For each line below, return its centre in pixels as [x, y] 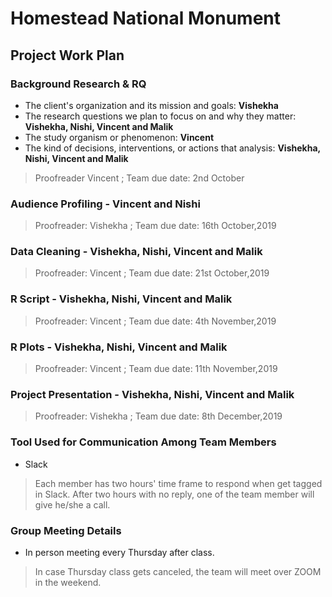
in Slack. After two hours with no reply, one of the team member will [174, 494]
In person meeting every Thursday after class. [119, 552]
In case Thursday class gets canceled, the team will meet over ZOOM [178, 571]
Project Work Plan [67, 55]
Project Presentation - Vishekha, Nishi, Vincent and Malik [152, 394]
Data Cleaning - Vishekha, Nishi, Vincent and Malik [136, 252]
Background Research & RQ [78, 84]
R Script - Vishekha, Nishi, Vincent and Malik [121, 299]
